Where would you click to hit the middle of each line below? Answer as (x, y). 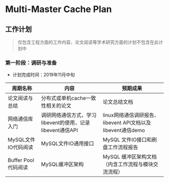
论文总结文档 (118, 102)
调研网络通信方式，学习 (69, 115)
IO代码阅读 (21, 147)
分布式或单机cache (64, 98)
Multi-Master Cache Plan (59, 9)
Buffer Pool (21, 160)
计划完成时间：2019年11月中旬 (44, 75)
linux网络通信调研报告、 (131, 115)
